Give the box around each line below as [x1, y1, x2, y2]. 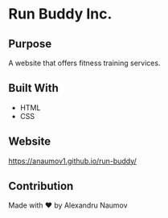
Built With [8, 81, 59, 95]
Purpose [8, 37, 52, 51]
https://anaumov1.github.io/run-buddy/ [8, 156, 137, 166]
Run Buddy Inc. [8, 5, 113, 23]
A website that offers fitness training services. [8, 58, 161, 68]
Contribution [8, 179, 74, 193]
